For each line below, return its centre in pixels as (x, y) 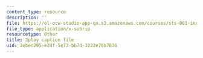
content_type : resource (36, 12)
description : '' (27, 18)
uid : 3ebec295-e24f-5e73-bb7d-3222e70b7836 (62, 46)
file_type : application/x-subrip (48, 29)
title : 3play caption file (40, 40)
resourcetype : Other (32, 34)
